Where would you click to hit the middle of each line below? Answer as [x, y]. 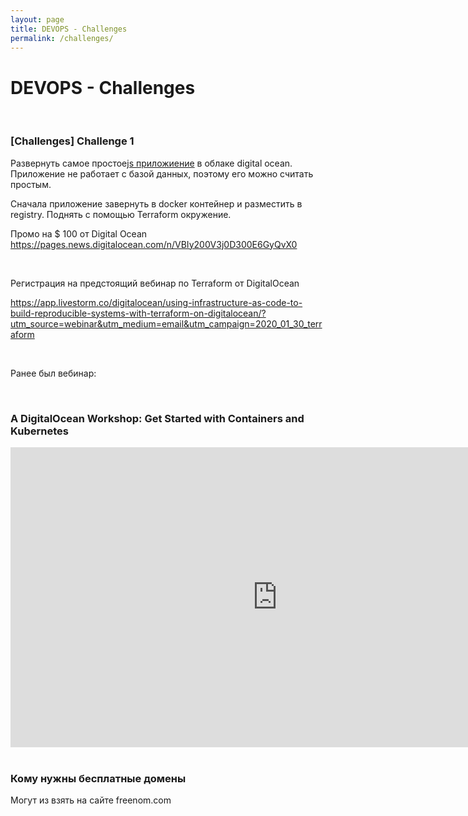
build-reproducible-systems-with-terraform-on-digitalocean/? [138, 313]
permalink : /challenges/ [62, 38]
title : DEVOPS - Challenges [69, 29]
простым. [31, 184]
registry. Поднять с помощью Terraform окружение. [121, 214]
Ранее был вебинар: [53, 373]
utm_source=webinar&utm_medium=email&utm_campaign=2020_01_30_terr [166, 323]
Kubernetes [39, 431]
